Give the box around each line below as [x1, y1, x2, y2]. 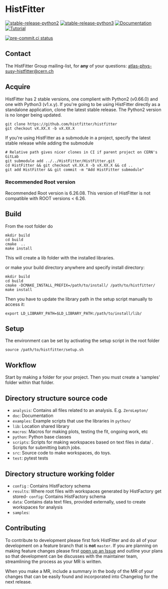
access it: [5, 301, 25, 307]
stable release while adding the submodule [5, 140, 94, 146]
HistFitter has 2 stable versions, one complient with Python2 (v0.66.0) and [5, 96, 158, 102]
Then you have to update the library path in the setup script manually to [5, 296, 153, 302]
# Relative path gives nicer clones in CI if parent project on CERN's [5, 149, 157, 154]
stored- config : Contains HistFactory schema [12, 493, 106, 499]
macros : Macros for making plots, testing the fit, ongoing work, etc [12, 428, 148, 434]
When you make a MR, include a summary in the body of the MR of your [5, 568, 153, 574]
